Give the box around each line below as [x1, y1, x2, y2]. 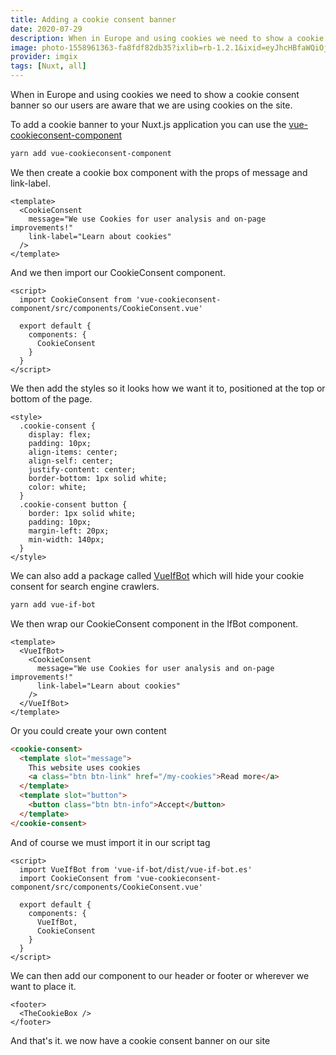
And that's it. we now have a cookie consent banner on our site [10, 1034, 271, 1046]
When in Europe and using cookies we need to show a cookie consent [10, 89, 300, 100]
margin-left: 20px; [28, 526, 110, 536]
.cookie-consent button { [19, 499, 128, 510]
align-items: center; [28, 447, 118, 457]
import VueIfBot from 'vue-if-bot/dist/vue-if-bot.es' [19, 864, 253, 875]
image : [10, 42, 38, 53]
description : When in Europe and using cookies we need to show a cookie [10, 33, 325, 43]
